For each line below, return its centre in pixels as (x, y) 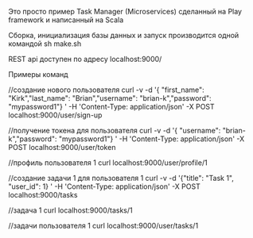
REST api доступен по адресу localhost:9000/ (85, 59)
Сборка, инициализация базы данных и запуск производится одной (124, 35)
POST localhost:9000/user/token (62, 147)
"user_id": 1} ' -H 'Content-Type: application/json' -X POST (104, 186)
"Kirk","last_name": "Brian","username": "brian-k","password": (110, 98)
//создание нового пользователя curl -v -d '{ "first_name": (106, 90)
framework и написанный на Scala (66, 20)
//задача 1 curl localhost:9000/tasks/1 (70, 210)
